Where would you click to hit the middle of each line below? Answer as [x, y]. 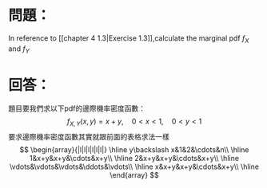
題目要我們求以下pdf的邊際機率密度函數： [77, 108]
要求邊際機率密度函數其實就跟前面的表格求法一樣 [89, 137]
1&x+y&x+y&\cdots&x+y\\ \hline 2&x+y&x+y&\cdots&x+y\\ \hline [134, 159]
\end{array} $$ [134, 175]
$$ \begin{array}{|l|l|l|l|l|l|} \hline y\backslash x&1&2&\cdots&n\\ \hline [134, 150]
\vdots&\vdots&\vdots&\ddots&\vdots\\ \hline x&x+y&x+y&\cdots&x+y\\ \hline [134, 166]
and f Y [19, 49]
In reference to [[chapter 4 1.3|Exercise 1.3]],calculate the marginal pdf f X [129, 39]
